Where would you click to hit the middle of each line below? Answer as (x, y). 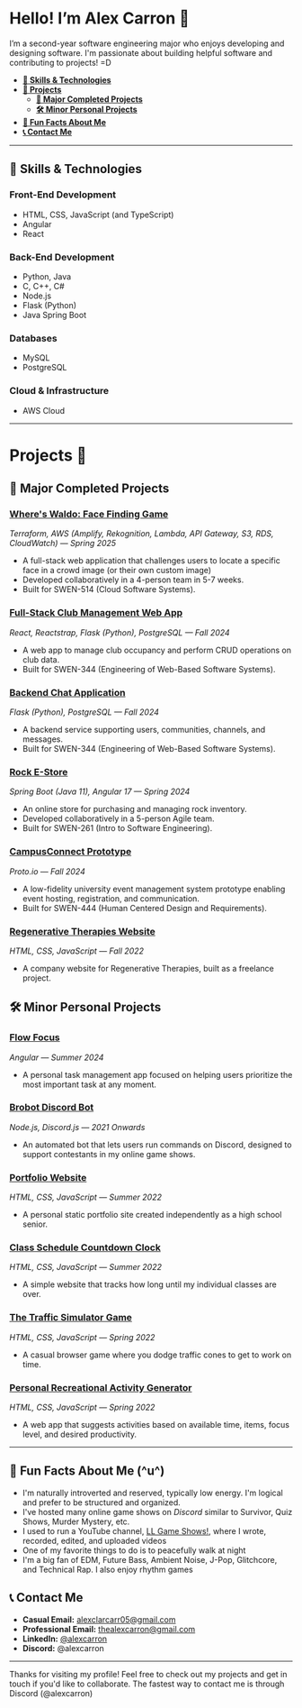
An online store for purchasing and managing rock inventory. (134, 809)
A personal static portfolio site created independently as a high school (152, 1215)
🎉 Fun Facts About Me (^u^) (87, 1471)
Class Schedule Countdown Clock (85, 1247)
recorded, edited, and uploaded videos (94, 1540)
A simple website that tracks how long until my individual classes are (149, 1284)
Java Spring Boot (54, 315)
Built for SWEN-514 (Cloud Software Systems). (109, 589)
